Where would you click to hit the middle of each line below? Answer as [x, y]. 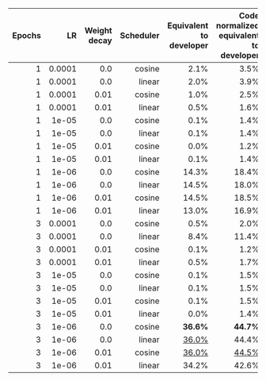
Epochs [27, 35]
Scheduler [140, 35]
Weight [98, 31]
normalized [238, 25]
